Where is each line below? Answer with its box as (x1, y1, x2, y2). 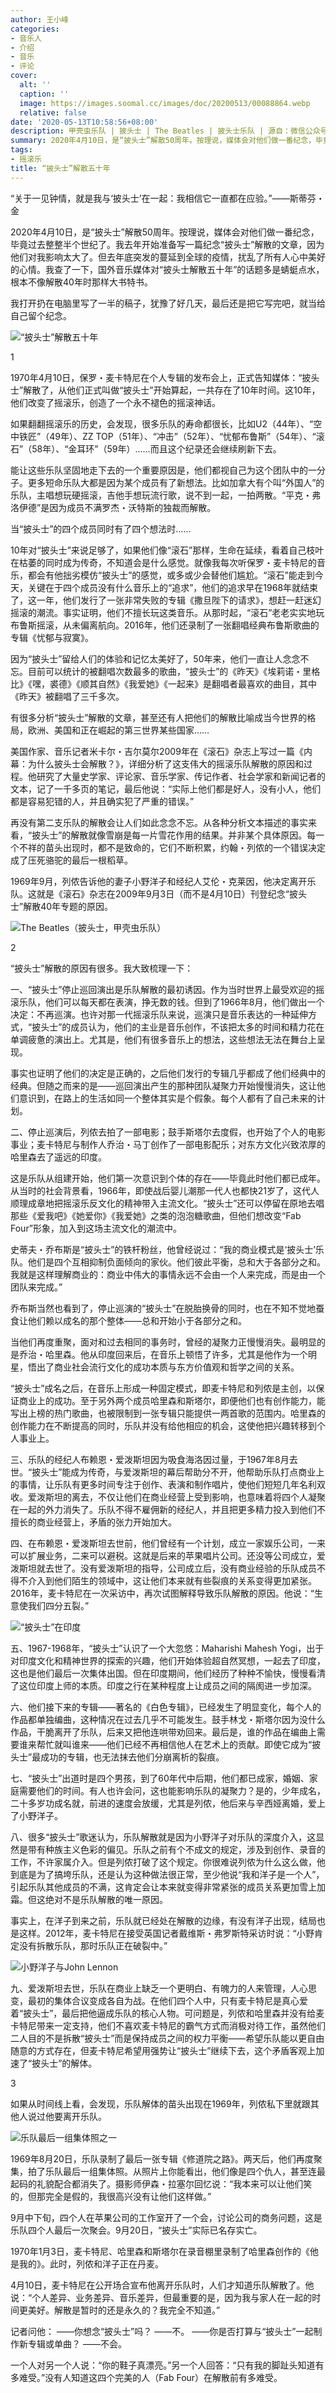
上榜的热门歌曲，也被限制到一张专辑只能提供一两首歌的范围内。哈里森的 (27, 1407, 326, 1419)
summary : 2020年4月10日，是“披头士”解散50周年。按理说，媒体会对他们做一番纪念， (10, 136, 317, 146)
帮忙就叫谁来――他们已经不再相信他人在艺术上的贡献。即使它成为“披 (36, 1738, 322, 1750)
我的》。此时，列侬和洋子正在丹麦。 (18, 2257, 164, 2270)
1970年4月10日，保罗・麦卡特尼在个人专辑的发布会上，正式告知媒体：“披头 (10, 371, 320, 383)
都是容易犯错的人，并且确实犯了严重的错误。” (10, 795, 195, 807)
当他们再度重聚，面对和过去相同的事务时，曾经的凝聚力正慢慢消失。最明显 (10, 1336, 317, 1348)
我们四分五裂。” (27, 1599, 90, 1611)
